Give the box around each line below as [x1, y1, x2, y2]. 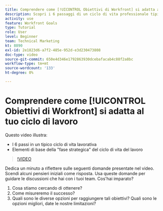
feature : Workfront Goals [5, 20, 57, 26]
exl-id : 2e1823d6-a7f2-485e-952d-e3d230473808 [5, 48, 101, 52]
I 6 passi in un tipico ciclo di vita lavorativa [12, 141, 97, 147]
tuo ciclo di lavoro [5, 116, 78, 127]
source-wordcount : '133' [5, 66, 55, 71]
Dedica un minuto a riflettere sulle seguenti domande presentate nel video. [5, 165, 154, 171]
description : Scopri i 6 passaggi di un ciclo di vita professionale [5, 12, 149, 16]
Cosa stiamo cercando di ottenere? [12, 185, 82, 191]
